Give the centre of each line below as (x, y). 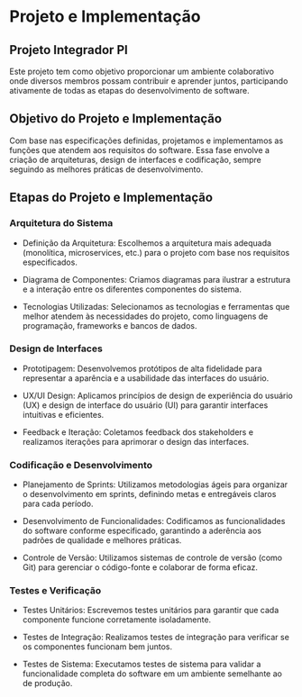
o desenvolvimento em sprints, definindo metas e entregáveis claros (149, 494)
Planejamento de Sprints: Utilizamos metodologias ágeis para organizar (155, 484)
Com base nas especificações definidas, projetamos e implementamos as (146, 140)
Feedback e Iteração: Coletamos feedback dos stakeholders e (138, 432)
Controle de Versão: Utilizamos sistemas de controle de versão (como (152, 558)
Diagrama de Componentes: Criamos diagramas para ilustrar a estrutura (156, 279)
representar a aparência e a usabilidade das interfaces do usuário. (146, 378)
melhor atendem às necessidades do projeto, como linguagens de (145, 316)
